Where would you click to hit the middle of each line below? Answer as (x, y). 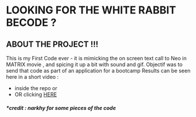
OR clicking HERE (36, 94)
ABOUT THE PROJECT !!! (52, 44)
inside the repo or (36, 88)
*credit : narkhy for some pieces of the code (61, 108)
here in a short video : (32, 77)
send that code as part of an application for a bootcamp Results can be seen (98, 70)
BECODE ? (31, 23)
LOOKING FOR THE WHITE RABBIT (91, 10)
